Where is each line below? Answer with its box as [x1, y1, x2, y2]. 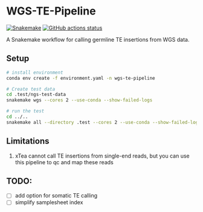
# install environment [6, 69, 63, 75]
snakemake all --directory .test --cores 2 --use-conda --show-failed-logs [6, 119, 201, 125]
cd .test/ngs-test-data [6, 92, 66, 98]
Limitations [6, 136, 50, 146]
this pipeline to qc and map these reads [14, 158, 114, 165]
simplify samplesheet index [14, 199, 83, 206]
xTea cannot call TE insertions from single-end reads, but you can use [14, 152, 190, 159]
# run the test [6, 108, 45, 114]
